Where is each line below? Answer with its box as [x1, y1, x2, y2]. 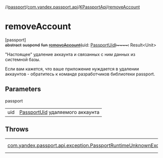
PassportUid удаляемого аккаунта [19, 109, 99, 115]
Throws [5, 125, 29, 133]
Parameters [5, 85, 41, 93]
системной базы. [5, 57, 40, 62]
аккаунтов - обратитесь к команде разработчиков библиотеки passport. [5, 71, 155, 77]
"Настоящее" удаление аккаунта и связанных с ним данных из [5, 51, 136, 57]
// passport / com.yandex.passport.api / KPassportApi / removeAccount [5, 4, 140, 10]
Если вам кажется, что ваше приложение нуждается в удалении [5, 66, 139, 72]
